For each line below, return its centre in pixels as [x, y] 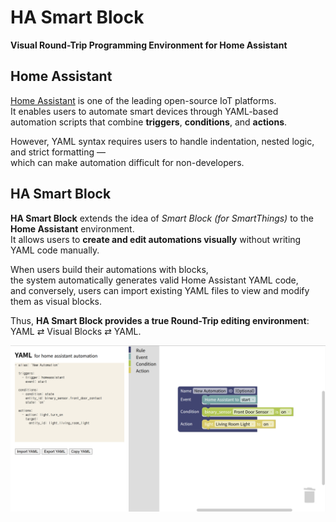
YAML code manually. [55, 250]
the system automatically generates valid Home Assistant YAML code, [154, 280]
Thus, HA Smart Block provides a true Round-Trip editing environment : [160, 320]
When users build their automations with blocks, [109, 269]
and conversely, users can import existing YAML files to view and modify [160, 290]
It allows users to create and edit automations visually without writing [156, 239]
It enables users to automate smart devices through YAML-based [144, 111]
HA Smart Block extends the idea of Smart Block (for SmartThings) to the [162, 218]
